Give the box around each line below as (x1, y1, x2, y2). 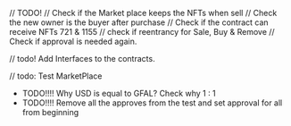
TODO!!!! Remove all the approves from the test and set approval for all (21, 97, 283, 108)
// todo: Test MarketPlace (9, 71, 103, 81)
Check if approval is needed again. (9, 36, 137, 46)
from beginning (21, 107, 79, 117)
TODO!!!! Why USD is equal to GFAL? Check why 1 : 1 (21, 88, 216, 98)
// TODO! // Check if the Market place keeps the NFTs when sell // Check (9, 8, 278, 18)
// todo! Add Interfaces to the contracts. (9, 54, 155, 63)
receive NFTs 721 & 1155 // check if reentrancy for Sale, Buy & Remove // (9, 27, 275, 37)
